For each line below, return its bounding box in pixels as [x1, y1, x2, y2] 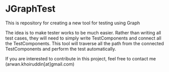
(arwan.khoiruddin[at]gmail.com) [5, 61, 75, 67]
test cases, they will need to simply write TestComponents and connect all [5, 35, 162, 41]
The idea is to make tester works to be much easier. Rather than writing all [5, 29, 161, 35]
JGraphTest [5, 3, 56, 15]
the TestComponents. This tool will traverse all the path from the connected [5, 40, 164, 46]
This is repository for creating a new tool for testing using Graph [5, 20, 140, 26]
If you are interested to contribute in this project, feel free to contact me [5, 55, 156, 61]
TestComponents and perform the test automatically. [5, 46, 116, 52]
